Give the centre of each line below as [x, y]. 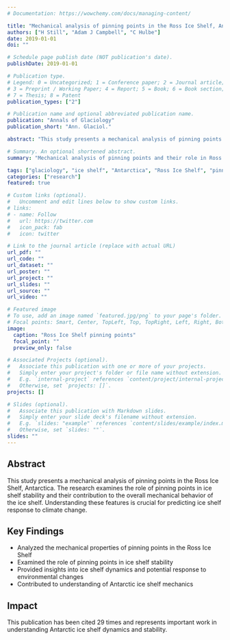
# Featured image [32, 309]
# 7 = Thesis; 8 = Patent [44, 95]
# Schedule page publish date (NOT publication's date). [90, 58]
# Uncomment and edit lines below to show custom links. [93, 202]
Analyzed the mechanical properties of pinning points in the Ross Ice [114, 548]
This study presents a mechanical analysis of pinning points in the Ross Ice [113, 480]
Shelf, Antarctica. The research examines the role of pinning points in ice [110, 488]
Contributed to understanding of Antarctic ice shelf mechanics [105, 584]
